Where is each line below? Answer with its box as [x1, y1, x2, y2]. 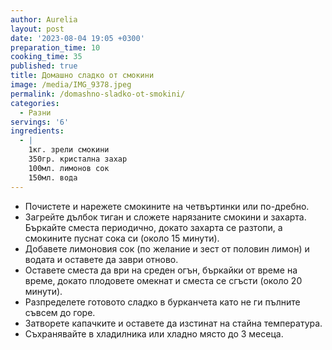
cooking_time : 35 [10, 52, 83, 62]
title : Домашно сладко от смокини [10, 71, 155, 81]
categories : [10, 98, 60, 108]
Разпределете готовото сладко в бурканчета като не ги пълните [24, 296, 301, 308]
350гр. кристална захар [28, 154, 128, 164]
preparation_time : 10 [10, 42, 101, 53]
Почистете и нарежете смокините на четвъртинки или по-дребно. [24, 200, 310, 212]
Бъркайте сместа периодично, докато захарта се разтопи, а [24, 221, 283, 233]
